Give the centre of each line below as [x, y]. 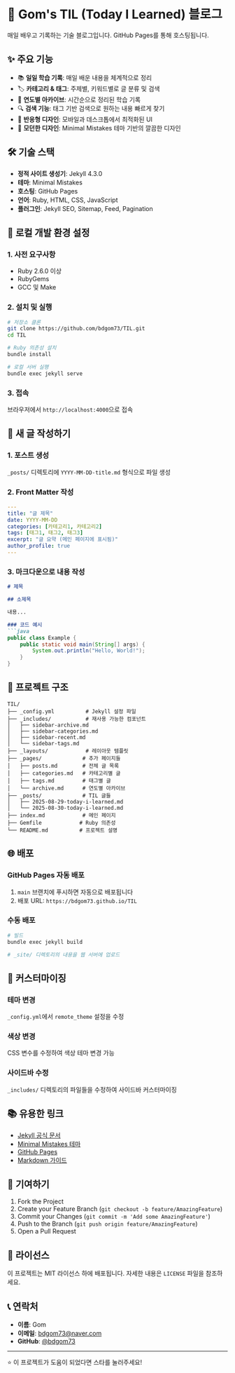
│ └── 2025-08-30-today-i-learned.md [65, 808]
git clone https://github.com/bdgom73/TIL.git [76, 329]
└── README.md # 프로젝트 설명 [62, 830]
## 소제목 [19, 600]
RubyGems [33, 279]
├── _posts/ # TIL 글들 [59, 796]
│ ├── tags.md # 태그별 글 [59, 780]
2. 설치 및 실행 [30, 307]
